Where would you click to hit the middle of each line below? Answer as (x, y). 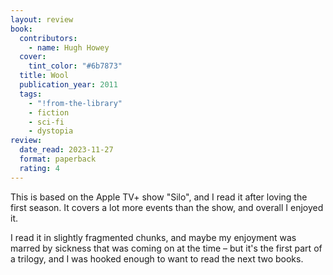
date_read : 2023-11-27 (66, 150)
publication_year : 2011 (68, 85)
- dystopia (51, 131)
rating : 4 (39, 168)
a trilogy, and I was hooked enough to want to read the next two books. (157, 258)
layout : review (42, 19)
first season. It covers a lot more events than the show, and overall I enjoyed (167, 207)
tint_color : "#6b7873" (75, 66)
